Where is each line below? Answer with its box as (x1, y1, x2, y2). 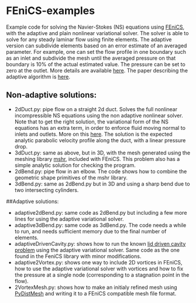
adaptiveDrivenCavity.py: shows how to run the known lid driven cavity (14, 240, 186, 247)
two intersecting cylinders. (14, 186, 79, 194)
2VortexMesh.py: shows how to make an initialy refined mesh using (14, 284, 177, 291)
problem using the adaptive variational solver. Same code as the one (14, 246, 180, 253)
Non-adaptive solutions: (6, 90, 97, 100)
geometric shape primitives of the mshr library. (14, 174, 128, 181)
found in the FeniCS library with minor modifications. (14, 253, 142, 260)
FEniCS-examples (6, 4, 95, 18)
